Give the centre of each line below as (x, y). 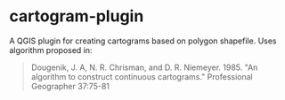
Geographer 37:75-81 (70, 86)
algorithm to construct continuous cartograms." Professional (142, 76)
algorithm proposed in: (51, 50)
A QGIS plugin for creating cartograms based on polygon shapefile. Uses (143, 41)
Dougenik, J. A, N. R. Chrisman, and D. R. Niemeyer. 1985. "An (144, 67)
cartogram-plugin (77, 16)
